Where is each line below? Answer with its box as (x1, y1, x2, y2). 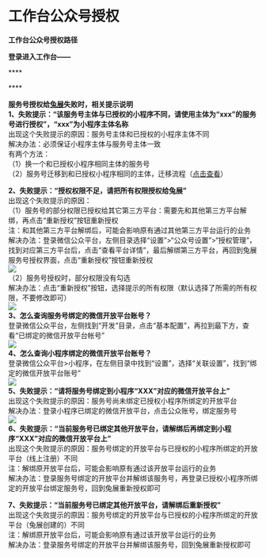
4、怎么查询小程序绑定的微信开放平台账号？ (8, 348, 152, 358)
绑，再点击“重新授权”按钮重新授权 (8, 215, 119, 225)
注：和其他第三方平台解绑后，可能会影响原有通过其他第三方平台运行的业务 (8, 225, 251, 235)
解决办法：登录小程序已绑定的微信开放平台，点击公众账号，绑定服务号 (8, 405, 237, 415)
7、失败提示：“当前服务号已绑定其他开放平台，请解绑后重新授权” (8, 500, 222, 509)
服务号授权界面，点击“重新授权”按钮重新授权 (8, 255, 154, 264)
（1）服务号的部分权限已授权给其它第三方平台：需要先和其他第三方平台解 (8, 206, 247, 215)
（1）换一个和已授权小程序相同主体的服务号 (8, 159, 150, 168)
